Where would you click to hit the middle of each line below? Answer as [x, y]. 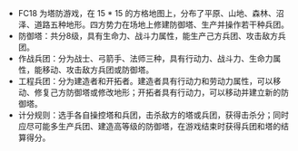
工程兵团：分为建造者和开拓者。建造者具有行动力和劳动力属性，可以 [145, 81]
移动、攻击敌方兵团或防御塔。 [98, 70]
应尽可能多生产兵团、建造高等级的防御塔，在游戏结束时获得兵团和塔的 [149, 126]
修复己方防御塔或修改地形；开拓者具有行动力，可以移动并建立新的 [158, 92]
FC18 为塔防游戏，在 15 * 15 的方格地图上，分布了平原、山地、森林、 [147, 13]
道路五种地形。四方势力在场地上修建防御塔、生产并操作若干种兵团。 [161, 24]
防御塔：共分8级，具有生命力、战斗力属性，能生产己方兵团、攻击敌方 [148, 36]
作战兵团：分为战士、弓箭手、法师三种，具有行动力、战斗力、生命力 [145, 58]
